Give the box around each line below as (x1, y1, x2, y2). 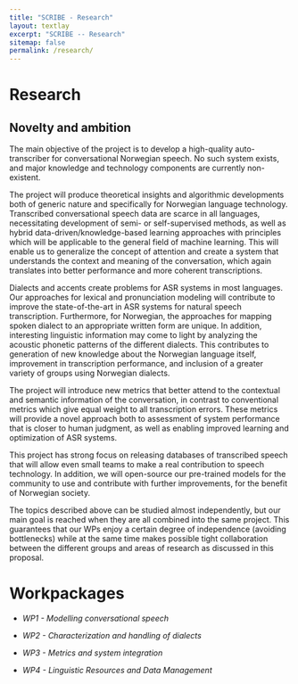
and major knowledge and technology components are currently (9, 162, 245, 174)
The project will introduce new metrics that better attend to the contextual (9, 385, 281, 396)
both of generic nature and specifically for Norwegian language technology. (9, 199, 288, 210)
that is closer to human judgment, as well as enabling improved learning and (9, 423, 289, 433)
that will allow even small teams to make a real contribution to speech (9, 459, 265, 470)
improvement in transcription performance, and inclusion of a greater (9, 358, 264, 369)
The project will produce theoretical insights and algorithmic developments (9, 189, 285, 201)
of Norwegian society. (9, 488, 91, 499)
